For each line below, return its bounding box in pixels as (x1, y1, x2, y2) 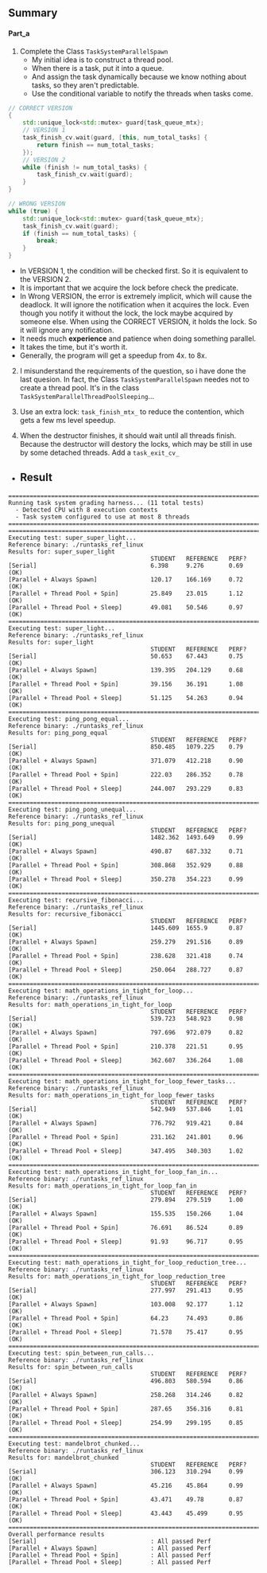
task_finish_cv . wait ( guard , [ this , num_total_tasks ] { (22, 134, 208, 142)
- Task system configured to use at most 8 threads (15, 513, 191, 521)
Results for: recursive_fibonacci (8, 910, 123, 918)
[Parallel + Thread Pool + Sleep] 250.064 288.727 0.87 (8, 965, 244, 974)
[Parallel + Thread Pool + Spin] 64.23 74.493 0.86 (8, 1314, 244, 1322)
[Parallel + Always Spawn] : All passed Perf (8, 1544, 212, 1552)
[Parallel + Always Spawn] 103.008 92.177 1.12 (8, 1300, 244, 1309)
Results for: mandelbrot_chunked (8, 1454, 119, 1461)
